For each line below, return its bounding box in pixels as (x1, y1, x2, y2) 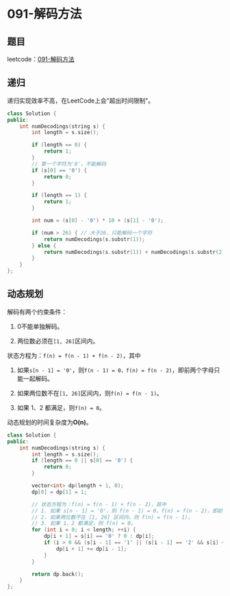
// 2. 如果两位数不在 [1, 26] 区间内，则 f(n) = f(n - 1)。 (31, 514, 193, 521)
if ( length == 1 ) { (31, 192, 88, 199)
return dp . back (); (31, 571, 84, 578)
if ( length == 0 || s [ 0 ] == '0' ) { (31, 457, 133, 464)
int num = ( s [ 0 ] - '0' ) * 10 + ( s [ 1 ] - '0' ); (31, 217, 164, 224)
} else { (31, 242, 57, 249)
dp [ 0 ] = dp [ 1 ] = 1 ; (31, 489, 88, 495)
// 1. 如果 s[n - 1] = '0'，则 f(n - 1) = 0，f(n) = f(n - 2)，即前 (31, 507, 223, 514)
